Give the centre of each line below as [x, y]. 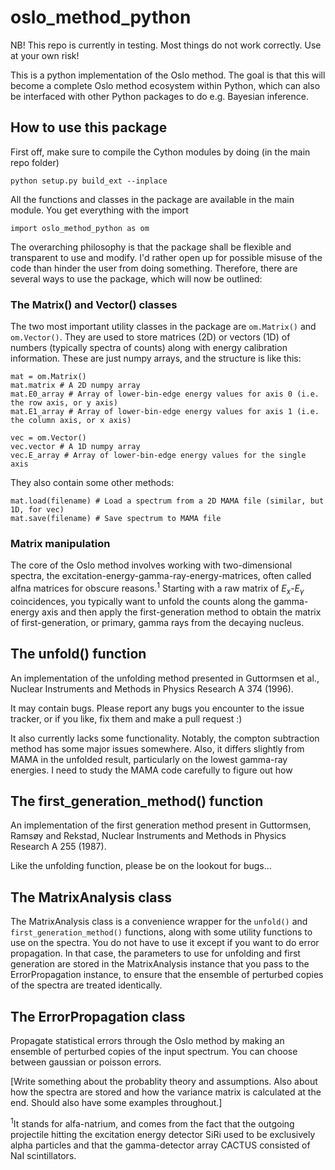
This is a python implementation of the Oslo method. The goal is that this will [168, 75]
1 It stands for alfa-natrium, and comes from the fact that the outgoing [152, 1123]
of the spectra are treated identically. [86, 985]
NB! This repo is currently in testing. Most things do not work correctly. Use [166, 45]
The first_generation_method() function [137, 801]
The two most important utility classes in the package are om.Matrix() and [163, 327]
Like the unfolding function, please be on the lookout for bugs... [141, 866]
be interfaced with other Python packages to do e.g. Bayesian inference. [159, 96]
